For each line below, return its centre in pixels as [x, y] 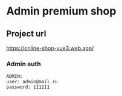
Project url [26, 34]
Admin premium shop [61, 11]
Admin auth [24, 64]
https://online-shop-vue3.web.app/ [50, 48]
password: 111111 [28, 87]
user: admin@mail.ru [32, 82]
